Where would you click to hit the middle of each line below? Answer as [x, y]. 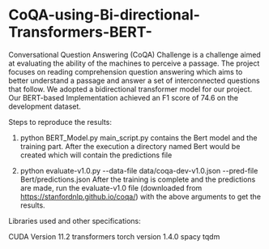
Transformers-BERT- [80, 32]
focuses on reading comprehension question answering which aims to [126, 71]
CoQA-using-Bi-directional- [105, 15]
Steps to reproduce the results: [60, 122]
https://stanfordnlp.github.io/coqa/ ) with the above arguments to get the [141, 196]
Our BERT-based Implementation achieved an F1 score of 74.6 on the [124, 97]
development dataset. [45, 106]
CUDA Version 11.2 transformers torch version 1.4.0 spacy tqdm [114, 236]
